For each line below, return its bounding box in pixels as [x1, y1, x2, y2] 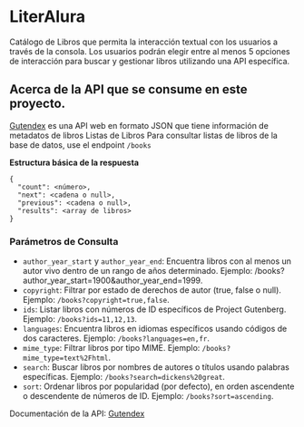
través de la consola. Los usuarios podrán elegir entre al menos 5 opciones [9, 45, 290, 56]
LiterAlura [9, 6, 86, 27]
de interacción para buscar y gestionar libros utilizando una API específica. [9, 55, 290, 66]
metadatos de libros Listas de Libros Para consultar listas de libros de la [9, 130, 279, 141]
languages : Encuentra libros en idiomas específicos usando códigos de [22, 324, 288, 335]
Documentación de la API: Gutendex [9, 408, 145, 419]
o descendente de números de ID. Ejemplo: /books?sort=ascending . [22, 391, 274, 402]
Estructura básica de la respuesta [9, 157, 139, 168]
